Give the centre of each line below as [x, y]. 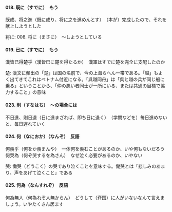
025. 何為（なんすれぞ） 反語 [37, 185]
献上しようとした [23, 26]
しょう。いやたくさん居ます [35, 204]
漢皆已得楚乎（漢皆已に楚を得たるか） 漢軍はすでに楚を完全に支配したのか [85, 62]
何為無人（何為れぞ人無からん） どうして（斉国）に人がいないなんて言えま [85, 198]
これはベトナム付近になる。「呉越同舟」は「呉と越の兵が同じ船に [96, 80]
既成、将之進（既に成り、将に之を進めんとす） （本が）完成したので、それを [86, 20]
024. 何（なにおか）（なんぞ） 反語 [42, 137]
